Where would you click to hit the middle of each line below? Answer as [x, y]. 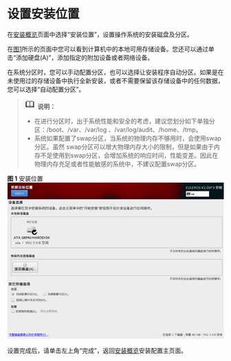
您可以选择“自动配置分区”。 [46, 89]
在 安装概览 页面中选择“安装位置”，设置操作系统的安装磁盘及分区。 [100, 34]
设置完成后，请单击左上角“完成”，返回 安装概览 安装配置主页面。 [97, 351]
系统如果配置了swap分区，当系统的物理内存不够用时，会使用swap [128, 138]
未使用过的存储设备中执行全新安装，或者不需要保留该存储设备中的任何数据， [115, 80]
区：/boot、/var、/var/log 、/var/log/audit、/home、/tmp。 [118, 129]
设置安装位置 [44, 14]
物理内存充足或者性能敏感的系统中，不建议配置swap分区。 [117, 164]
